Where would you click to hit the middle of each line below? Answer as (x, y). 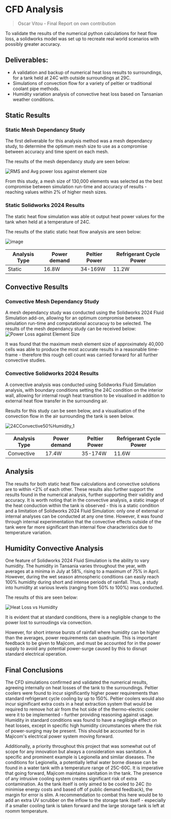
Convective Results (37, 287)
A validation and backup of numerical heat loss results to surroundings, (87, 72)
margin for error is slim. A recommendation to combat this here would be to (84, 795)
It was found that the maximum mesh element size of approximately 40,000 (84, 344)
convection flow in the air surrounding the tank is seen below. (70, 416)
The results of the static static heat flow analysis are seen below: (73, 231)
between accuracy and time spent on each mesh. (57, 152)
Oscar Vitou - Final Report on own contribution (67, 23)
